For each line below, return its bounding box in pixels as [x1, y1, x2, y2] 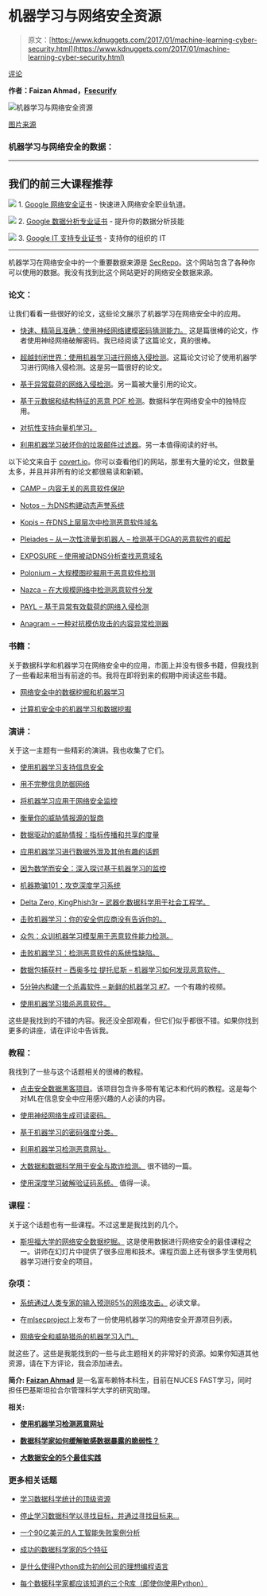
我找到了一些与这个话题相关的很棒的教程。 [8, 1067, 148, 1077]
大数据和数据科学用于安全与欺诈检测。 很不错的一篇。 [19, 1161, 196, 1171]
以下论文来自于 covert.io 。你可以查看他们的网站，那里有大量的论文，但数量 [8, 457, 255, 467]
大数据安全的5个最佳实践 [19, 1452, 102, 1462]
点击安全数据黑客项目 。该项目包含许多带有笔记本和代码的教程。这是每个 [19, 1084, 257, 1094]
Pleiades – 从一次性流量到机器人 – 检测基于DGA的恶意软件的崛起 [19, 534, 231, 544]
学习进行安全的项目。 [26, 1257, 97, 1266]
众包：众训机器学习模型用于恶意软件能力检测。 [19, 931, 173, 940]
